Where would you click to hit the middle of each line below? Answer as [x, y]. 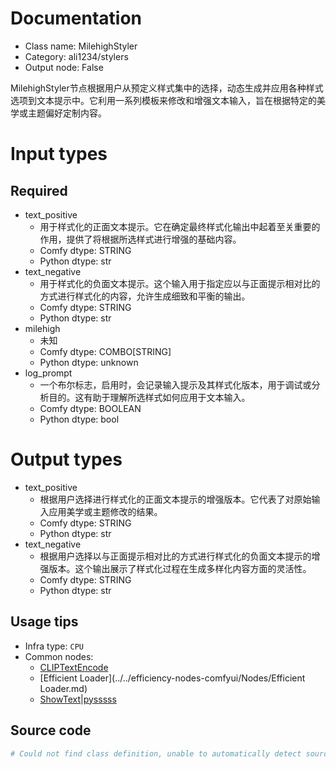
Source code [51, 730]
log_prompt [48, 373]
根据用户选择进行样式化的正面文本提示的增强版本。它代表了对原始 [175, 499]
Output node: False [64, 67]
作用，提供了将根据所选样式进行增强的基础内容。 [140, 239]
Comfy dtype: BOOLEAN [90, 408]
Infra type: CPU [54, 646]
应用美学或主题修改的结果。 [105, 511]
